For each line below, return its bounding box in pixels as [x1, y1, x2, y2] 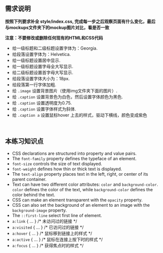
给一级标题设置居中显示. [12, 57, 61, 63]
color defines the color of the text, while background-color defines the [12, 186, 153, 192]
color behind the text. [12, 192, 55, 198]
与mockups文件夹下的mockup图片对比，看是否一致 [5, 24, 109, 30]
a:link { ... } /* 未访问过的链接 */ [12, 218, 77, 224]
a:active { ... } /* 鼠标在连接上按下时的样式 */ [12, 236, 103, 242]
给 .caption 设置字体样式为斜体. [12, 106, 76, 112]
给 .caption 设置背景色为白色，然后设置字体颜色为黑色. [12, 94, 123, 100]
